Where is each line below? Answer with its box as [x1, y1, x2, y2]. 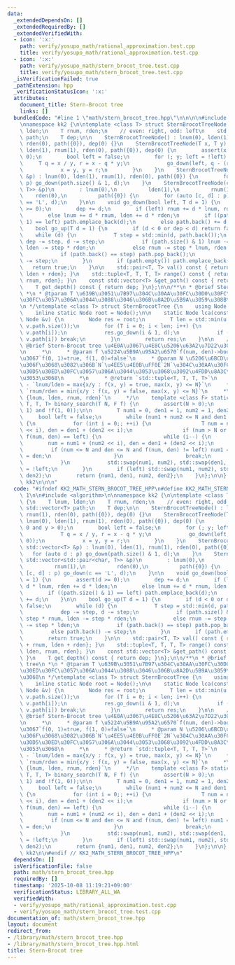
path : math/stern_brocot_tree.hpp [13, 869, 114, 876]
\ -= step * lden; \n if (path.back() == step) [20, 622, 192, 629]
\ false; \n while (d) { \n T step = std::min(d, [20, 603, 218, 610]
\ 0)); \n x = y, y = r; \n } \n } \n [20, 537, 187, 544]
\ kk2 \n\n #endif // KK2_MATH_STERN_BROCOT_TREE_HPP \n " [20, 850, 183, 857]
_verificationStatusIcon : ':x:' [13, 88, 108, 95]
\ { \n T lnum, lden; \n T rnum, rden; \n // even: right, [20, 498, 215, 505]
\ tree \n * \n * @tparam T [20, 661, 96, 668]
